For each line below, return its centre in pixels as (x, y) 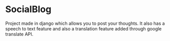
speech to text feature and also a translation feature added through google (83, 28)
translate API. (19, 34)
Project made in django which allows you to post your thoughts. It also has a (85, 23)
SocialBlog (29, 9)
